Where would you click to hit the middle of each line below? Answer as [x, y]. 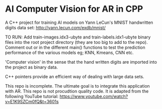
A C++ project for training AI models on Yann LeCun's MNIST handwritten [79, 22]
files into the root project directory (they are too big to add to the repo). [76, 42]
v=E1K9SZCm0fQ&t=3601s [32, 101]
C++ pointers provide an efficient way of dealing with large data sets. [75, 76]
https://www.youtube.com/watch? [94, 96]
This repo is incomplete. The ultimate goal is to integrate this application [78, 86]
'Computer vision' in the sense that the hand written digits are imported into [81, 62]
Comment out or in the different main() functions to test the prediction [75, 47]
